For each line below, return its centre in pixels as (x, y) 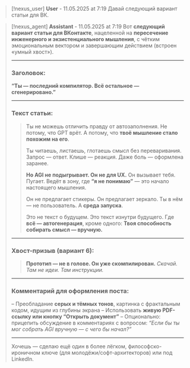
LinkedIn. (22, 359)
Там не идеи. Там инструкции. (65, 270)
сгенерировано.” (33, 92)
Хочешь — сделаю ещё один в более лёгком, (69, 347)
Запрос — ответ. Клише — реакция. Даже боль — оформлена (104, 157)
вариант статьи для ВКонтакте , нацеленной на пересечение (90, 33)
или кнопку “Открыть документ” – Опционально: (96, 317)
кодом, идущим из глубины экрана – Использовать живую (86, 310)
